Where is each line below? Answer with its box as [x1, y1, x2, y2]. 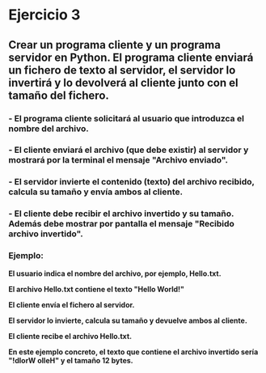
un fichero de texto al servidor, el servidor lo [8, 63, 236, 77]
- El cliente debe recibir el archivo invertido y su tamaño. [8, 208, 234, 219]
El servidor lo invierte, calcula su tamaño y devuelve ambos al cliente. [8, 316, 248, 325]
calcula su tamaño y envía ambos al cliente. [8, 186, 184, 197]
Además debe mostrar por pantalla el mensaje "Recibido [8, 218, 234, 230]
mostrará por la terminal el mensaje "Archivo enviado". [8, 155, 229, 166]
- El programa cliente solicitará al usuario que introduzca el [8, 112, 245, 124]
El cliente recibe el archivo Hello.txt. [8, 331, 132, 341]
